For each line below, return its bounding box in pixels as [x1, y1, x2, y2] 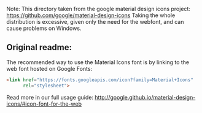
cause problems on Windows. [6, 24, 82, 32]
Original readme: [6, 42, 72, 53]
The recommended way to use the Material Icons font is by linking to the [6, 58, 189, 66]
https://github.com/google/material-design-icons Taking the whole [6, 12, 176, 19]
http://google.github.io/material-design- [95, 93, 196, 101]
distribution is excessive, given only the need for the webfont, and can [6, 18, 184, 25]
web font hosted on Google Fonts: [6, 65, 93, 72]
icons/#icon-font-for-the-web [6, 100, 82, 108]
